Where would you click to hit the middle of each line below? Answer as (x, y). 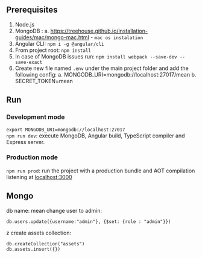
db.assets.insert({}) (33, 249)
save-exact (29, 62)
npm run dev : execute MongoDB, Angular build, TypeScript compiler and (96, 136)
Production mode (32, 157)
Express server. (26, 142)
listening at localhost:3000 (39, 177)
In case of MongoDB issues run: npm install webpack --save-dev (96, 56)
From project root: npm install (53, 50)
